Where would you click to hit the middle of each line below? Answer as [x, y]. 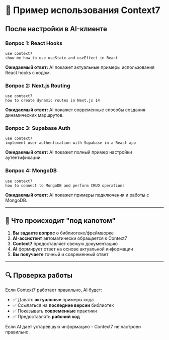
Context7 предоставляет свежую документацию [65, 243]
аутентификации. [23, 157]
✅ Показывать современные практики [55, 311]
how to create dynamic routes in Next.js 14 [53, 101]
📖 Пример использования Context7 [83, 10]
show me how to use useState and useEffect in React [62, 58]
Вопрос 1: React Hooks [34, 43]
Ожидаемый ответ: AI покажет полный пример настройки [69, 152]
